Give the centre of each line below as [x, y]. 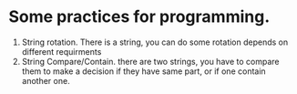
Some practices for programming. [139, 17]
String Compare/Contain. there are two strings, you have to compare [150, 61]
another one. [46, 80]
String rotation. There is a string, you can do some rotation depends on [155, 42]
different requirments [61, 51]
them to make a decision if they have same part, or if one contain [143, 71]
